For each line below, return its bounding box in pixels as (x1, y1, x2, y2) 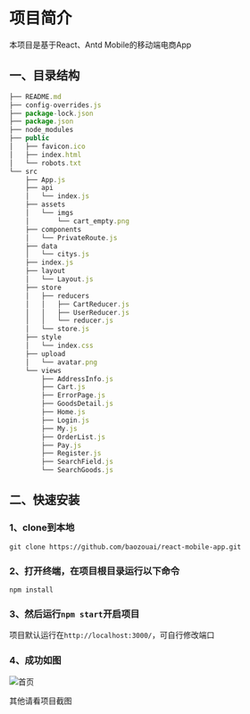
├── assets (25, 200, 66, 210)
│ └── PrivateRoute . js (25, 233, 118, 242)
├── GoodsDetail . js (41, 399, 114, 409)
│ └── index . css (25, 341, 94, 350)
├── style (25, 333, 62, 342)
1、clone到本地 (9, 521, 75, 534)
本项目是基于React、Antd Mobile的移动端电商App (9, 39, 192, 50)
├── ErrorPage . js (41, 391, 105, 400)
